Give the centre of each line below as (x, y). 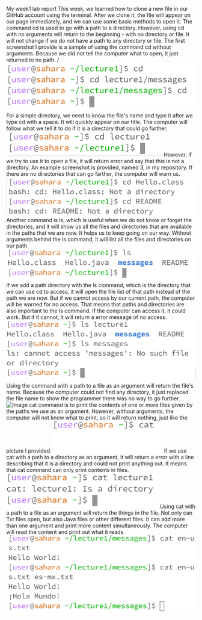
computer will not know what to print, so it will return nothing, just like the (97, 418)
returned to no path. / (33, 60)
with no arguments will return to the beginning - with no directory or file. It (98, 34)
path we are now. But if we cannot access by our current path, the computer (101, 298)
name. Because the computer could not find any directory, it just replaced (97, 392)
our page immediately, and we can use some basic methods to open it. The (99, 21)
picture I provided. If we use (96, 451)
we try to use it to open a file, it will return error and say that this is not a (95, 161)
